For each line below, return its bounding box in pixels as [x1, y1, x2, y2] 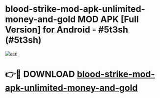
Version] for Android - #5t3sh [5, 24, 129, 35]
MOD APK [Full [78, 14, 139, 25]
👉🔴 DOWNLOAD [5, 69, 75, 80]
